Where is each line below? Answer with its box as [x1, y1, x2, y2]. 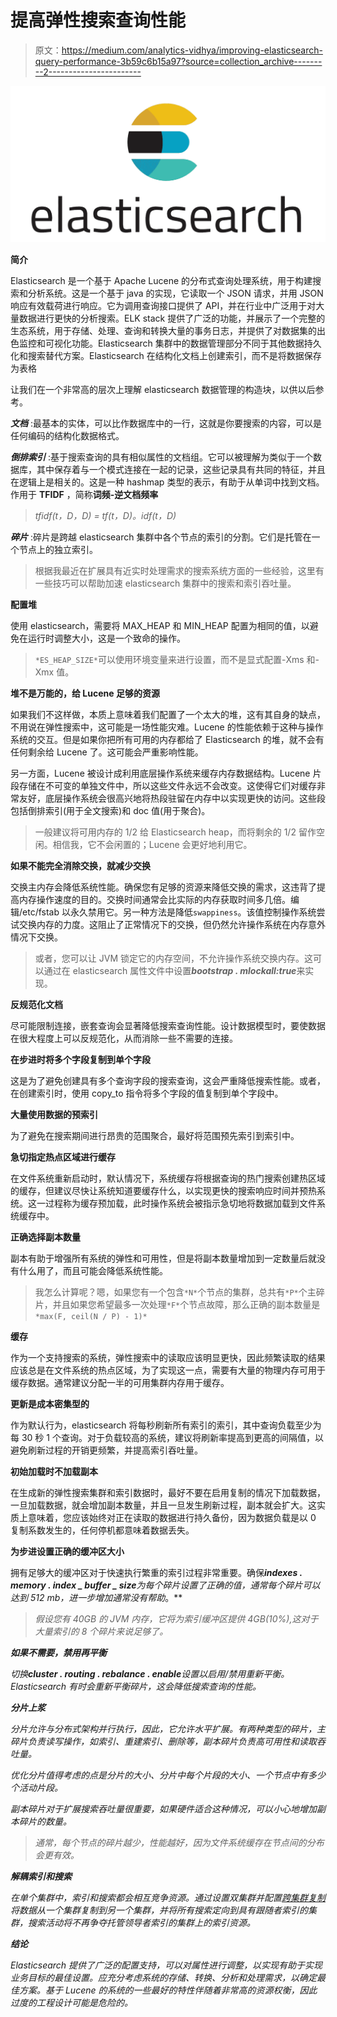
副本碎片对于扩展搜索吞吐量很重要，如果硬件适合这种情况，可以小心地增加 [10, 1803, 317, 1815]
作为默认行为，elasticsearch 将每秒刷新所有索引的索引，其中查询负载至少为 [10, 1419, 322, 1431]
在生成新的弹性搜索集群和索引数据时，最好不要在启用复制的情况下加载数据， [10, 1487, 326, 1499]
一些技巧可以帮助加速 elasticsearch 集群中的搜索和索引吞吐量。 [34, 577, 297, 590]
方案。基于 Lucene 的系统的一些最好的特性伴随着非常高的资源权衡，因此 [18, 1984, 318, 1996]
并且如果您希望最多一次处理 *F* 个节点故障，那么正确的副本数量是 [52, 1299, 321, 1311]
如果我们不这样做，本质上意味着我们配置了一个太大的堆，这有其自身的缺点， [10, 709, 326, 721]
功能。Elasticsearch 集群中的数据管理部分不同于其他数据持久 [71, 337, 322, 350]
